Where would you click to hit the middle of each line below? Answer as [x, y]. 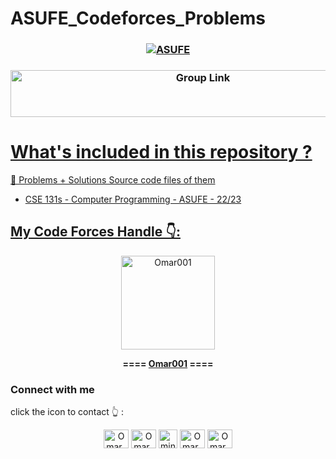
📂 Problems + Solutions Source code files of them [113, 179]
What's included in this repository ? [161, 152]
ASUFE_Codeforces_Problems [138, 18]
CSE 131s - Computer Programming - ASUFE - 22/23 [133, 199]
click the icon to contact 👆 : [67, 412]
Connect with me [52, 389]
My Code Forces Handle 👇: [95, 232]
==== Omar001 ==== [168, 363]
